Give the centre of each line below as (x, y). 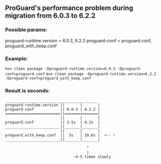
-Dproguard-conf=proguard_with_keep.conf (48, 78)
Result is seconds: (28, 91)
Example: (16, 59)
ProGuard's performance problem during (69, 8)
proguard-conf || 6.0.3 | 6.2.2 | (52, 110)
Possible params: (26, 30)
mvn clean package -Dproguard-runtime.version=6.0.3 (60, 68)
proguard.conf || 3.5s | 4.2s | (52, 123)
